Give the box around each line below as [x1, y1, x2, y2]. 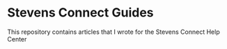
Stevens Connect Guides [7, 5, 155, 21]
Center [7, 35, 27, 43]
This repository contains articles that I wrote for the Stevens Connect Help [7, 28, 221, 36]
